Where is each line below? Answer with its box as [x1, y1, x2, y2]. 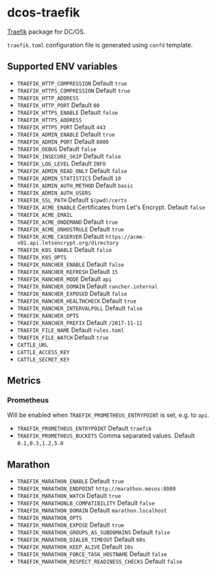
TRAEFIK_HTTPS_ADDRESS [16, 117, 82, 124]
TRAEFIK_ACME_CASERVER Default [16, 232, 104, 240]
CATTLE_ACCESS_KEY [16, 349, 70, 356]
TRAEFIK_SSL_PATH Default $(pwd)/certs [16, 196, 128, 204]
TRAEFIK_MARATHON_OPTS [16, 515, 82, 522]
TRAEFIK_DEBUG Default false [16, 144, 97, 152]
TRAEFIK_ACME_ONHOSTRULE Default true [16, 225, 125, 233]
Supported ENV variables [7, 60, 118, 73]
